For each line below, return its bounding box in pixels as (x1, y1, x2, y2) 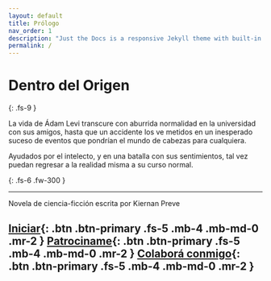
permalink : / (8, 42, 52, 50)
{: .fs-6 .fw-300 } (8, 176, 66, 185)
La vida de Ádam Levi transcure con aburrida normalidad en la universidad (8, 118, 256, 129)
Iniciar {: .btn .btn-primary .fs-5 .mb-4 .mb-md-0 (8, 222, 260, 236)
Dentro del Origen (8, 76, 131, 95)
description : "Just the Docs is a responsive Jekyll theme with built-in (8, 34, 262, 43)
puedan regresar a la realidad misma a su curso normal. (8, 160, 194, 170)
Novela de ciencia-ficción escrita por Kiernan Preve (8, 199, 180, 209)
